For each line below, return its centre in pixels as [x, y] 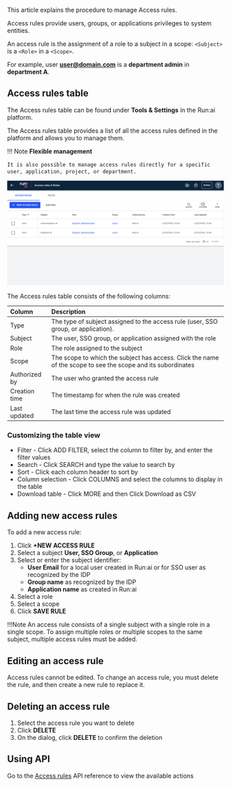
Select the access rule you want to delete [76, 723]
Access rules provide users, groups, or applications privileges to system [109, 23]
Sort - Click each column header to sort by [78, 472]
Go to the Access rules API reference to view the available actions [100, 776]
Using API [29, 759]
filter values [34, 457]
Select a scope [38, 604]
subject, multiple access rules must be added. [72, 640]
